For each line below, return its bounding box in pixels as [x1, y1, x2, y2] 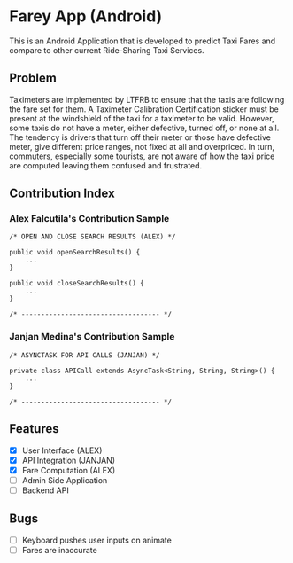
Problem [9, 71, 58, 86]
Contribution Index [9, 186, 115, 201]
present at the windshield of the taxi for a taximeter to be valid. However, [9, 113, 274, 123]
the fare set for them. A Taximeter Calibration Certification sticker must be [9, 104, 279, 114]
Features [9, 421, 59, 436]
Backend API [21, 485, 69, 496]
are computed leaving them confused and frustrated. [9, 160, 203, 170]
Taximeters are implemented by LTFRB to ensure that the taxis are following [9, 94, 285, 105]
